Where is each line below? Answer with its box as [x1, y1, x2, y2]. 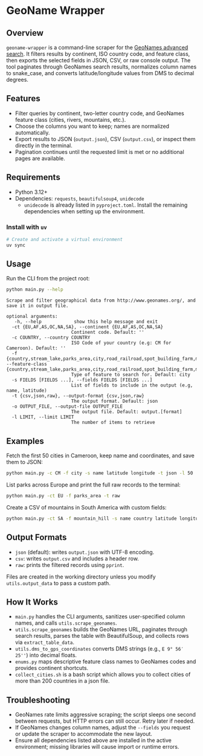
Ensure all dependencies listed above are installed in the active [14, 737, 172, 744]
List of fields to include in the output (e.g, [71, 382, 193, 388]
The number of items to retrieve [71, 419, 155, 426]
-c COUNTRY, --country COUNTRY [11, 334, 91, 341]
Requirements [6, 172, 60, 182]
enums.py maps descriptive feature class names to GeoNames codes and [14, 658, 196, 665]
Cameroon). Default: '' [6, 345, 66, 351]
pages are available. [14, 154, 65, 162]
